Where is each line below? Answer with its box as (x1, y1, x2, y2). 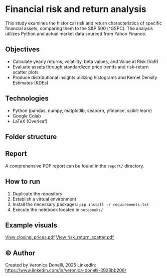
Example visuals (5, 221, 58, 229)
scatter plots (12, 69, 39, 75)
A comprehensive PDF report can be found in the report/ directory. (5, 162, 144, 168)
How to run (5, 177, 41, 186)
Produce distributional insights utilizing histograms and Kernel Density (12, 74, 157, 80)
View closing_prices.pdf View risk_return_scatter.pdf (5, 234, 114, 240)
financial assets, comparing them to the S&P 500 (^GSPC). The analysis (5, 25, 153, 31)
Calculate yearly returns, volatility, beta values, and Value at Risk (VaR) (12, 58, 159, 64)
